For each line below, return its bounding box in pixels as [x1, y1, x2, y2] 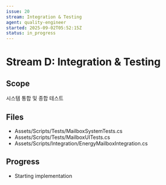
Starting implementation [14, 172, 73, 179]
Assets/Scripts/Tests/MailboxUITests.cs [14, 134, 111, 141]
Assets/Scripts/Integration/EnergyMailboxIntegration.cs [14, 139, 148, 146]
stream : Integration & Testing [6, 14, 82, 20]
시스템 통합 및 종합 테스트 [6, 95, 64, 102]
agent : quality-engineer [6, 19, 66, 25]
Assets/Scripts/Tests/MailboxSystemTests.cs [14, 127, 123, 134]
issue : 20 [6, 8, 30, 15]
